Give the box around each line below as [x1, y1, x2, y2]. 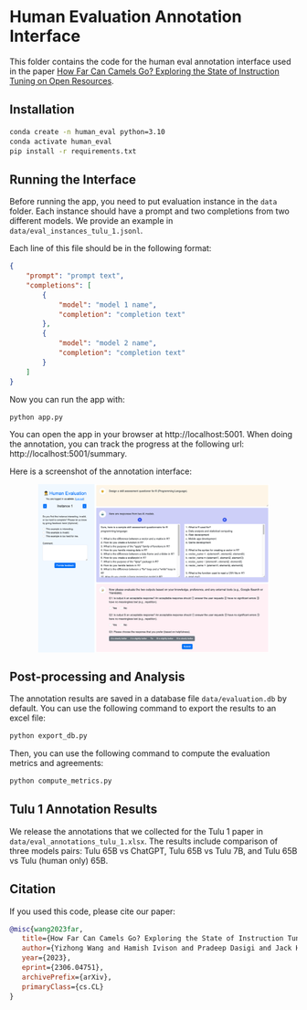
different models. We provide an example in [9, 216, 174, 226]
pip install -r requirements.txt [9, 146, 137, 156]
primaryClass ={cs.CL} [21, 982, 104, 992]
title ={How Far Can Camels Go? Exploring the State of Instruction [21, 934, 284, 943]
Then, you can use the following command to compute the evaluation [9, 748, 270, 759]
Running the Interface [9, 172, 137, 187]
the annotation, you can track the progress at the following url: [9, 438, 245, 449]
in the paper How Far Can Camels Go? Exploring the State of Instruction [9, 66, 281, 77]
